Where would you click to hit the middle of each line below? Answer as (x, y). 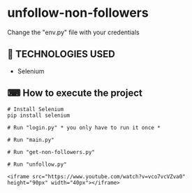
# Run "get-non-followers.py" (51, 152)
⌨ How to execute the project (75, 93)
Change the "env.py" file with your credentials (73, 32)
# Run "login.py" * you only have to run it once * (84, 127)
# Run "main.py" (31, 140)
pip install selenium (39, 115)
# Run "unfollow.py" (37, 164)
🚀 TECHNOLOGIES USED (61, 54)
